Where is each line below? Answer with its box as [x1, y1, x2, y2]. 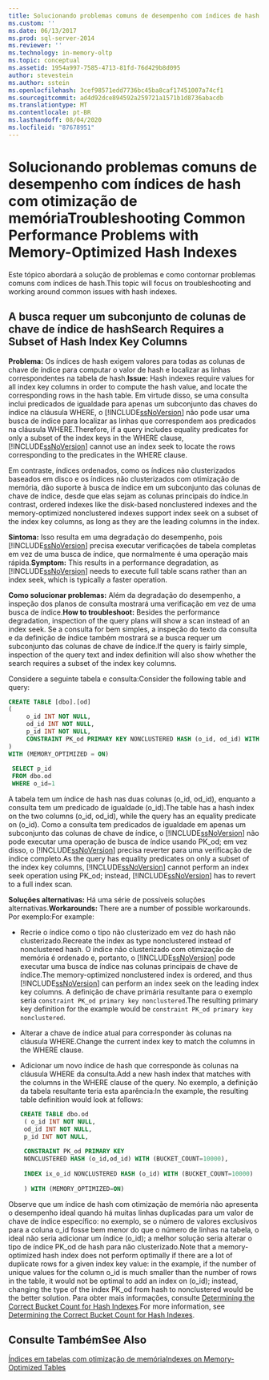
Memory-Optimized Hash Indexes [8, 243, 238, 261]
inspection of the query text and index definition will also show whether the [8, 650, 256, 660]
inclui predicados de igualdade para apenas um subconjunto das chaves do [8, 398, 258, 409]
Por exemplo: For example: [8, 912, 94, 922]
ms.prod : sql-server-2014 [8, 34, 94, 42]
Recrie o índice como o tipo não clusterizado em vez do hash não [19, 927, 236, 937]
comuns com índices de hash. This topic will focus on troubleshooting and [8, 278, 251, 288]
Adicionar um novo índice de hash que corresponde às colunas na [19, 1061, 239, 1070]
